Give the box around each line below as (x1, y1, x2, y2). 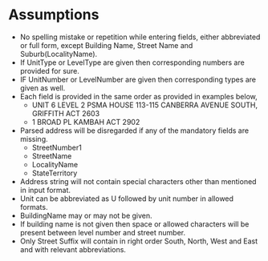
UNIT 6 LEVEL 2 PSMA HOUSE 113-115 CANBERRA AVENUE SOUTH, (31, 100, 258, 110)
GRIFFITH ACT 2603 (31, 108, 100, 118)
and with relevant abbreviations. (19, 244, 127, 254)
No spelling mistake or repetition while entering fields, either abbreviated (19, 32, 261, 42)
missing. (19, 134, 48, 143)
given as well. (19, 82, 66, 93)
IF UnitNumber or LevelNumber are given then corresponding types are (19, 74, 257, 84)
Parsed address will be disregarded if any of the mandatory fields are (19, 126, 250, 135)
